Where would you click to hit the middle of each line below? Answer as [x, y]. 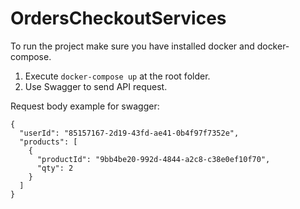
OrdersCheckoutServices [118, 18]
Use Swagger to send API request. [96, 86]
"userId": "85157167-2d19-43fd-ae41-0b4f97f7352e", [129, 133]
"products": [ [48, 142]
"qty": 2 [55, 168]
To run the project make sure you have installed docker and [132, 46]
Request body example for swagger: [85, 106]
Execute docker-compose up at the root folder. [117, 76]
